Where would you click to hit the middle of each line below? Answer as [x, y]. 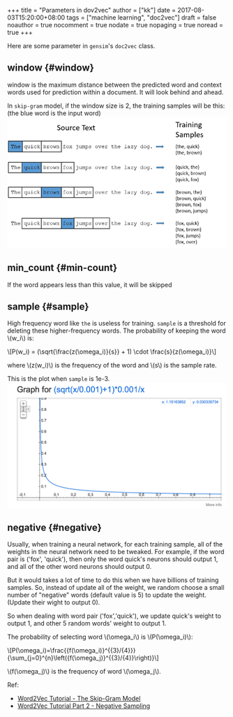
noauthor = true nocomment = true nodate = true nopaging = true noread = [115, 25]
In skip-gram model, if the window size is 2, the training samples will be [109, 106]
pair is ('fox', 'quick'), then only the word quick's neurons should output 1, [113, 559]
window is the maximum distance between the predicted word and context [114, 85]
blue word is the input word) [61, 113]
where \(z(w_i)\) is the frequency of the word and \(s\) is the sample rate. [112, 365]
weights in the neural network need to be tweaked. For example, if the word [116, 552]
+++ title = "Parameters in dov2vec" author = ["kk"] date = [92, 10]
